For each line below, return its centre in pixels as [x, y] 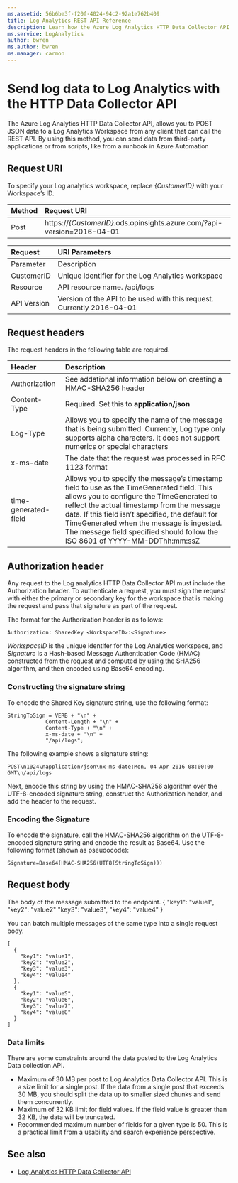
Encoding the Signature [49, 819]
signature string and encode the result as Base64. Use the [120, 842]
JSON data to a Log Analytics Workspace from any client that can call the [114, 131]
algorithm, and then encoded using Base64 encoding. [86, 669]
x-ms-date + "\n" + [74, 734]
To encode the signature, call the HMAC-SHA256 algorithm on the [104, 835]
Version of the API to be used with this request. [136, 298]
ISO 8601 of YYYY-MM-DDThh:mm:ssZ [132, 541]
